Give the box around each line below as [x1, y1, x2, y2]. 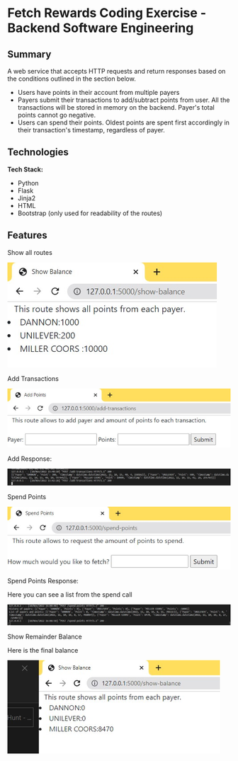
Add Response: [7, 454, 52, 463]
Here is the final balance [7, 646, 79, 655]
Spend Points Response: [7, 577, 79, 585]
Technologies [7, 147, 69, 159]
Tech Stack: [7, 165, 44, 173]
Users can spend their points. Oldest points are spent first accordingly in [17, 118, 230, 127]
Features [7, 229, 47, 241]
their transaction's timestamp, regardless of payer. [17, 126, 165, 134]
